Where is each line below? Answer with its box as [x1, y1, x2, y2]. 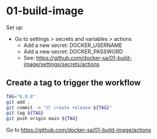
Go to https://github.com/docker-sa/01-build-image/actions [6, 127, 152, 134]
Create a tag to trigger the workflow [6, 78, 141, 88]
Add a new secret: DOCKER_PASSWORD [23, 48, 123, 55]
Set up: [6, 24, 24, 31]
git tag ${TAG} [6, 110, 44, 116]
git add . [6, 99, 31, 105]
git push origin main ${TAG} [6, 116, 78, 122]
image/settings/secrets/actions [23, 61, 100, 68]
